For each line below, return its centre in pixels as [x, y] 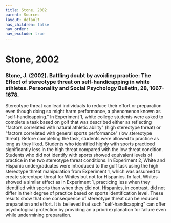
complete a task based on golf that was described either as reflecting [79, 122]
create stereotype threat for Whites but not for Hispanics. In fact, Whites [81, 177]
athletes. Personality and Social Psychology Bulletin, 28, [77, 88]
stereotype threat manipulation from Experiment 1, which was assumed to [83, 171]
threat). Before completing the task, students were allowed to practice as [82, 139]
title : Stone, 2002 [26, 10]
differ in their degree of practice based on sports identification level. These [84, 193]
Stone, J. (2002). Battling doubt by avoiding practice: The [78, 76]
